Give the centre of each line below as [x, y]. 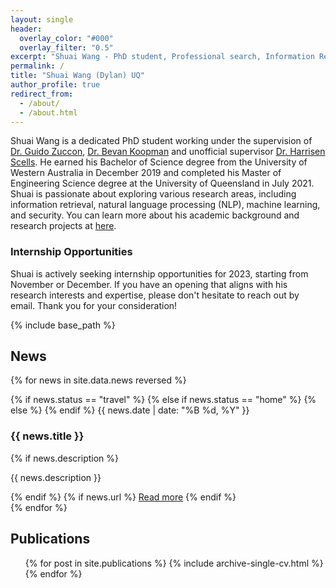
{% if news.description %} [65, 458]
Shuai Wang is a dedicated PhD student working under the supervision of [161, 141]
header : [26, 29]
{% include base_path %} [63, 325]
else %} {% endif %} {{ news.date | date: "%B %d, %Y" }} [130, 410]
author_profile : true [55, 85]
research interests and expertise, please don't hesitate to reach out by [155, 295]
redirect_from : [42, 94]
